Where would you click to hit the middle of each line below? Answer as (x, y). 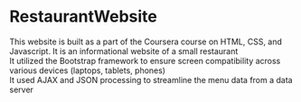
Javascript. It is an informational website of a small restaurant (124, 51)
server (22, 89)
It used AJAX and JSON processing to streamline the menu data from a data (151, 79)
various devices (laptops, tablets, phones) (87, 70)
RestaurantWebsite (84, 17)
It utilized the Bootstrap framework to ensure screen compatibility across (145, 60)
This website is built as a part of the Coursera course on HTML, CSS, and (146, 42)
